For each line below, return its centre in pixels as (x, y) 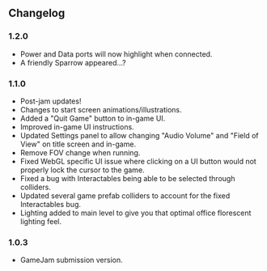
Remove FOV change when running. (80, 152)
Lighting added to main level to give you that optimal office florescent (136, 213)
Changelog (37, 13)
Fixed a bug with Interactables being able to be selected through (127, 178)
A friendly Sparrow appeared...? (73, 62)
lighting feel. (41, 221)
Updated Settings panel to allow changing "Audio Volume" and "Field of (139, 135)
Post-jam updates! (51, 101)
